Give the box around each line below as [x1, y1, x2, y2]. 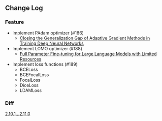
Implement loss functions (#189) [12, 61, 78, 67]
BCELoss [19, 66, 38, 72]
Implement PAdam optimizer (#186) [12, 30, 84, 36]
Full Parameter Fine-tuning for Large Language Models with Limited [19, 51, 157, 57]
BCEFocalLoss [19, 71, 49, 78]
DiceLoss [19, 82, 39, 88]
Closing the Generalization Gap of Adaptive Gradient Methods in [19, 35, 150, 41]
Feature [5, 19, 24, 26]
